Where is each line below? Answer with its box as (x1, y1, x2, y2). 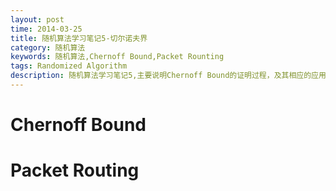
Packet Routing (10, 159, 140, 182)
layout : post (10, 14, 65, 25)
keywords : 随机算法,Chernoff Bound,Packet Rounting (10, 52, 225, 62)
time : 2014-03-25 (10, 24, 83, 34)
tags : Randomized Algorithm (10, 61, 128, 71)
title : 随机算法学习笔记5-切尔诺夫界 (10, 33, 148, 43)
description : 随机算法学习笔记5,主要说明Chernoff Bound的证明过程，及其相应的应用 (10, 71, 327, 81)
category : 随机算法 (10, 42, 86, 53)
